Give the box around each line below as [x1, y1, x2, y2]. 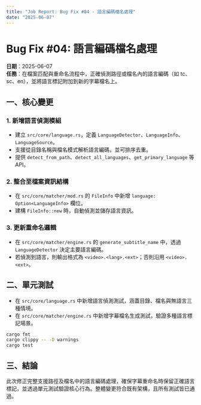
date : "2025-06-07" [6, 14, 55, 20]
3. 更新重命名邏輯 [6, 224, 57, 232]
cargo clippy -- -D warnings [6, 337, 79, 343]
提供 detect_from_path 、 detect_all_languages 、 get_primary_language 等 [14, 154, 194, 161]
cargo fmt [6, 331, 31, 337]
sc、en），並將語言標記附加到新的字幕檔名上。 [6, 78, 121, 85]
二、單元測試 [6, 280, 54, 290]
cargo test [6, 342, 33, 349]
